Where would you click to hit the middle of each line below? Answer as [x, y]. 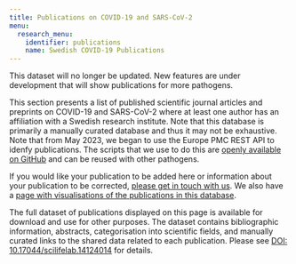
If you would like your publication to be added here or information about [141, 176]
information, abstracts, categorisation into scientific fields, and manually [141, 231]
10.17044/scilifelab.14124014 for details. [81, 251]
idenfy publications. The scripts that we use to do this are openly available [145, 150]
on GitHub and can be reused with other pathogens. [104, 159]
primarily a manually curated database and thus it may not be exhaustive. [143, 131]
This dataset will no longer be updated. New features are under [125, 76]
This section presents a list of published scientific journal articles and [136, 102]
